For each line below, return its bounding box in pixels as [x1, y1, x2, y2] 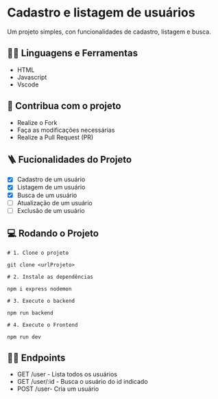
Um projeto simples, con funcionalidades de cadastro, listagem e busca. [7, 27, 211, 36]
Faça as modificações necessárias [16, 126, 115, 134]
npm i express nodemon [7, 285, 72, 293]
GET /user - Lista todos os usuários [16, 370, 118, 378]
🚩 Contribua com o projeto [7, 100, 121, 112]
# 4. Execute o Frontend [7, 321, 78, 328]
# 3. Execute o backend [7, 297, 75, 304]
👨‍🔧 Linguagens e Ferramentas [7, 47, 138, 59]
